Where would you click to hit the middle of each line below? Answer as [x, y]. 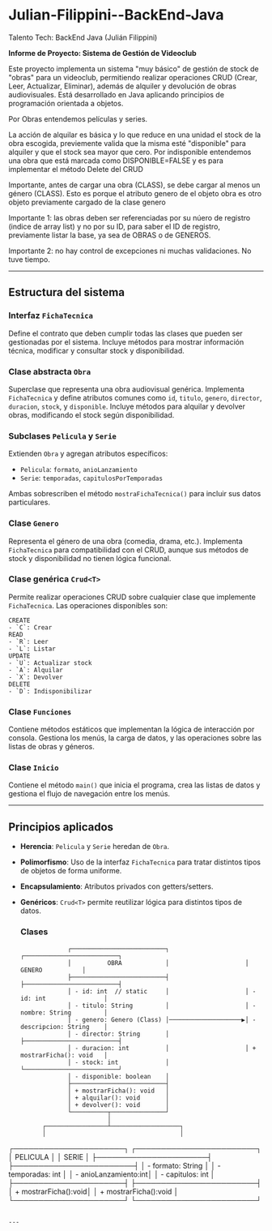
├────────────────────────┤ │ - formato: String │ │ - [115, 1165]
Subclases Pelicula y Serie [63, 435]
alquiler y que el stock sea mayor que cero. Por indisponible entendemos [130, 152]
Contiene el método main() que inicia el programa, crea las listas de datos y [134, 785]
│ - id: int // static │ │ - [162, 991]
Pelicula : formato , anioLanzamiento [79, 470]
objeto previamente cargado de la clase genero [87, 202]
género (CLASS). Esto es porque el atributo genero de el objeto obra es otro [135, 193]
